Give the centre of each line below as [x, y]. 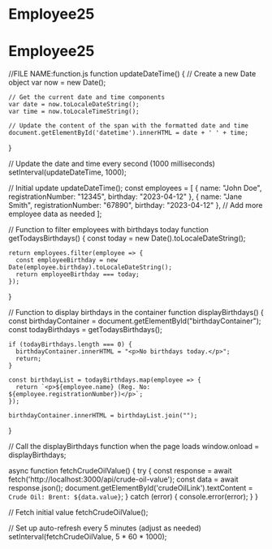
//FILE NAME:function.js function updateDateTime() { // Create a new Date [132, 74]
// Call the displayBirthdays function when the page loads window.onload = [134, 447]
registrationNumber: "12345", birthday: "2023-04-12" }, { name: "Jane [125, 197]
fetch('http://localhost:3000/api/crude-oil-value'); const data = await [123, 479]
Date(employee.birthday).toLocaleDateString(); [91, 268]
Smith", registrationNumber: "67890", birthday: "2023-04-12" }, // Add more [136, 205]
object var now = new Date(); [57, 83]
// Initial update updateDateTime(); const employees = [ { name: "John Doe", [135, 188]
